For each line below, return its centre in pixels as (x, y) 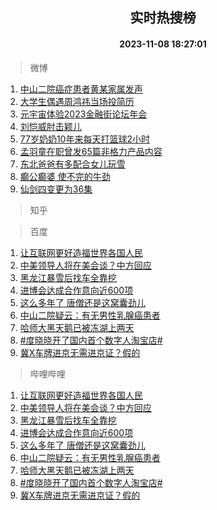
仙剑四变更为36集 (56, 189)
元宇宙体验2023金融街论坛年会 (83, 114)
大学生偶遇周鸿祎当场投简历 (77, 101)
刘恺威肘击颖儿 (50, 126)
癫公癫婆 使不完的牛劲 (65, 176)
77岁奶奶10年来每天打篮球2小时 (84, 139)
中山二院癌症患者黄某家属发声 (81, 89)
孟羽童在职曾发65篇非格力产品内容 (91, 151)
